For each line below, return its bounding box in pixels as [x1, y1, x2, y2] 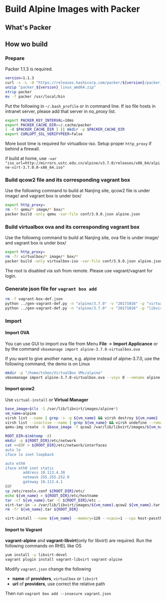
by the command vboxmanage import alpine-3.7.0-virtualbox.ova [5, 346, 140, 352]
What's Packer [5, 23, 52, 32]
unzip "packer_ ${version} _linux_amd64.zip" [5, 85, 96, 90]
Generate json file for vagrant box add [5, 285, 97, 292]
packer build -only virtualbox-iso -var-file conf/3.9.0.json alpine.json [5, 259, 163, 264]
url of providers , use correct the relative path [12, 581, 105, 587]
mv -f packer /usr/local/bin [5, 94, 65, 99]
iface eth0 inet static [5, 465, 54, 471]
